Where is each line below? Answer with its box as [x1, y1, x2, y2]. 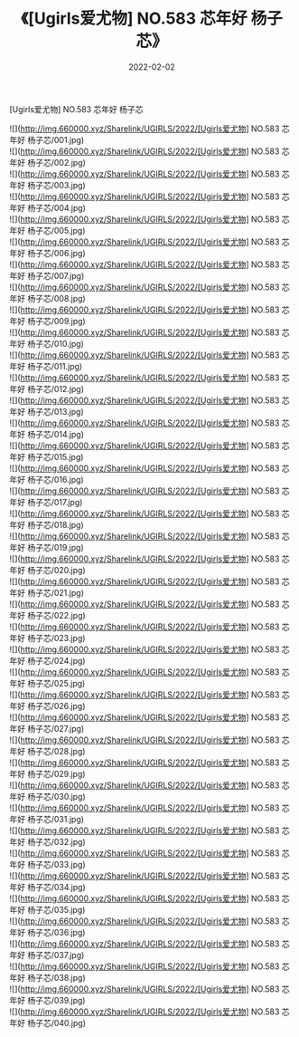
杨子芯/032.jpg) [26, 836, 86, 847]
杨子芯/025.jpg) [26, 677, 86, 688]
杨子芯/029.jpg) [26, 768, 86, 779]
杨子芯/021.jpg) [26, 587, 84, 598]
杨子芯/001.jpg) [26, 134, 85, 145]
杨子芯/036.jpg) [26, 927, 86, 937]
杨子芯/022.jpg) [26, 610, 86, 620]
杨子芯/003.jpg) [26, 179, 86, 190]
